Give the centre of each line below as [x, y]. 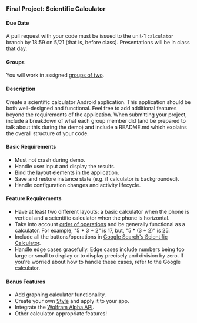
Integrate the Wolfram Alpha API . [54, 307]
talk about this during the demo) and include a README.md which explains [96, 127]
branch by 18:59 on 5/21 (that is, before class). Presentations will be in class [98, 43]
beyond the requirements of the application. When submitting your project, [96, 115]
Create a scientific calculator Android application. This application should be [98, 102]
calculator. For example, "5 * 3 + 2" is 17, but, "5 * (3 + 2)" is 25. [92, 230]
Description [21, 89]
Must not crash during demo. [50, 160]
